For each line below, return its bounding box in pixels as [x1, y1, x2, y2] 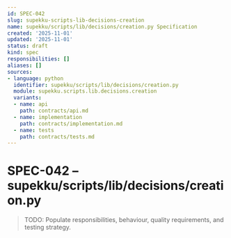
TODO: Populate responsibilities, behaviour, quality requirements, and [24, 216, 224, 224]
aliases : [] [7, 62, 42, 69]
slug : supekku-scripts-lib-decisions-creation [7, 17, 145, 24]
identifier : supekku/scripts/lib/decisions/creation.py [13, 81, 179, 88]
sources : [7, 68, 33, 75]
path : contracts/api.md [19, 107, 89, 114]
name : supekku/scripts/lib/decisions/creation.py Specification [7, 23, 198, 30]
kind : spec [7, 49, 39, 56]
